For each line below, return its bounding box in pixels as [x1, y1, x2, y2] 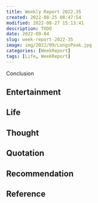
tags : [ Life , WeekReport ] [6, 53, 71, 59]
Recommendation [6, 168, 73, 178]
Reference [6, 189, 46, 199]
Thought [6, 128, 39, 138]
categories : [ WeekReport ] [6, 48, 71, 54]
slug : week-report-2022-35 [6, 37, 73, 43]
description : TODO [6, 25, 52, 32]
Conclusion [6, 69, 35, 77]
